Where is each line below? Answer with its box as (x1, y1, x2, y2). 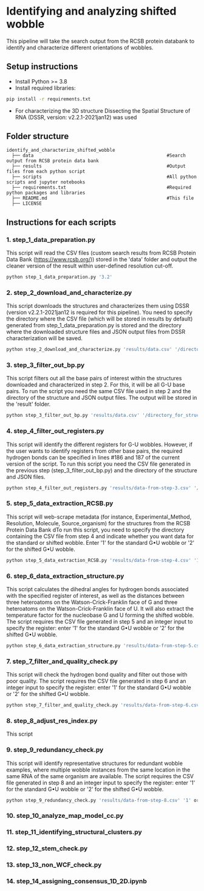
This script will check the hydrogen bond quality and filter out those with (6, 671, 188, 678)
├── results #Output (12, 163, 186, 169)
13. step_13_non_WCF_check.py (6, 861, 102, 869)
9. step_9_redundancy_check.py (6, 745, 104, 754)
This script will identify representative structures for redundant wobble (6, 759, 183, 767)
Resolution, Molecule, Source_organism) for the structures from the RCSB (6, 519, 191, 527)
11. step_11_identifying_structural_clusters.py (6, 828, 143, 836)
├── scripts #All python (12, 174, 197, 180)
